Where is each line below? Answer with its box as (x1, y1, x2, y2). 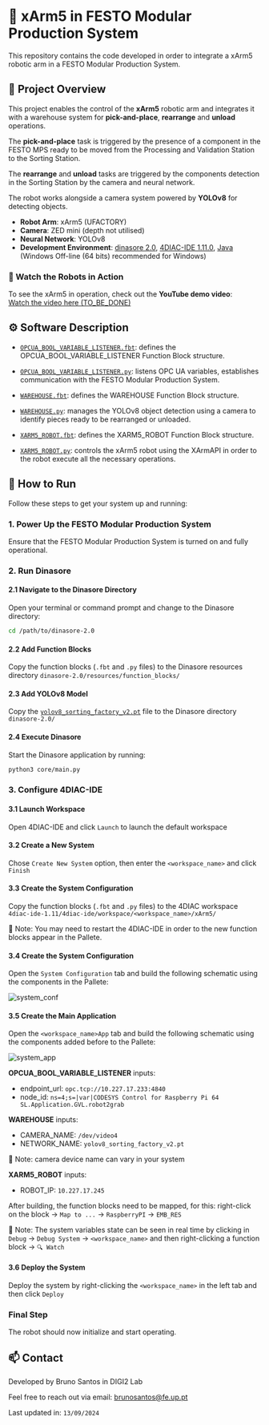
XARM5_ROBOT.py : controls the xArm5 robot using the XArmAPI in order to (19, 445, 258, 455)
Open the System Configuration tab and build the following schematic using (8, 969, 259, 979)
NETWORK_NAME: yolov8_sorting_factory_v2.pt (19, 1139, 185, 1148)
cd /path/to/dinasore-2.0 (8, 627, 94, 636)
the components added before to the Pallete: (8, 1037, 156, 1047)
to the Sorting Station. (8, 153, 81, 163)
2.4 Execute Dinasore (8, 732, 82, 741)
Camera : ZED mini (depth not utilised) (19, 225, 146, 235)
